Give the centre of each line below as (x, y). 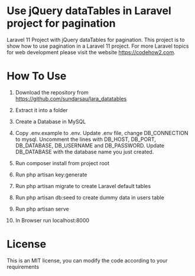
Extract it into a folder (42, 110)
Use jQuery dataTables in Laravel (89, 11)
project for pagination (61, 23)
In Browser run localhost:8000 (52, 220)
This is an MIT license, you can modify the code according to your (87, 260)
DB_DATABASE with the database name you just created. (84, 152)
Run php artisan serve (42, 209)
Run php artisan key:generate (51, 175)
